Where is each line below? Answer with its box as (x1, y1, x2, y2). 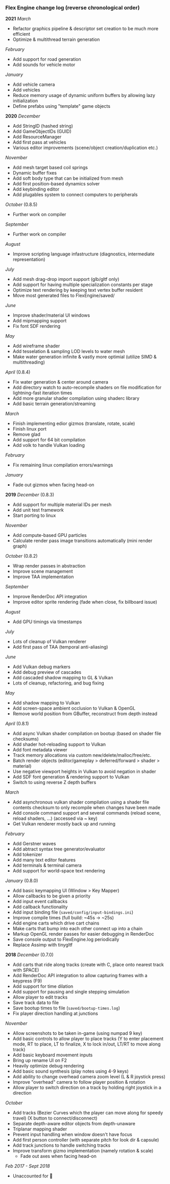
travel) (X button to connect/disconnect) (12, 1115, 98, 1121)
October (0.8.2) (5, 553, 38, 559)
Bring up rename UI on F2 (12, 1057, 67, 1063)
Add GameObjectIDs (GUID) (12, 128, 71, 134)
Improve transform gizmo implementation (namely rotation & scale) (12, 1148, 154, 1154)
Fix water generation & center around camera (12, 379, 109, 385)
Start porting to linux (12, 512, 56, 518)
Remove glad (12, 431, 41, 438)
